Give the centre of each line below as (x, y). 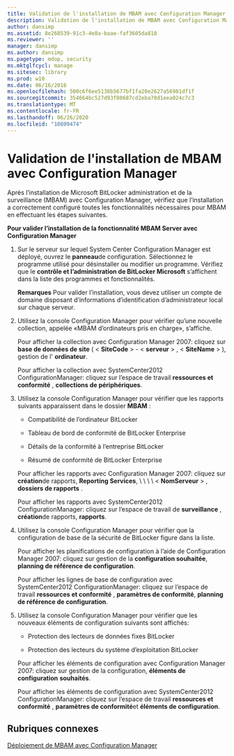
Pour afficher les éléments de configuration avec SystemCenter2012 (115, 692)
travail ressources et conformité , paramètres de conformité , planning (120, 595)
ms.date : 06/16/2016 (37, 85)
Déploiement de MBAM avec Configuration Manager (83, 746)
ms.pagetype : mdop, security (49, 59)
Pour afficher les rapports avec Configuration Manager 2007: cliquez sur (122, 474)
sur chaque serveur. (46, 307)
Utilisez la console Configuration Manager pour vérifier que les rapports (120, 399)
